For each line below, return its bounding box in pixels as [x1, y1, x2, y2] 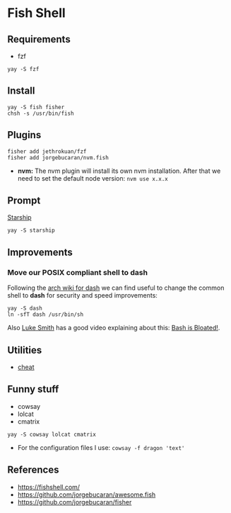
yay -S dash [7, 305, 42, 312]
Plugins [7, 129, 42, 141]
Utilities [7, 344, 42, 356]
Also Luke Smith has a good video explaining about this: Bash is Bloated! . [7, 324, 220, 332]
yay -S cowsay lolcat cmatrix [7, 431, 97, 438]
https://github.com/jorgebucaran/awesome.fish [17, 490, 156, 499]
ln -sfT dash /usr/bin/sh [7, 311, 83, 318]
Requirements [7, 33, 71, 45]
